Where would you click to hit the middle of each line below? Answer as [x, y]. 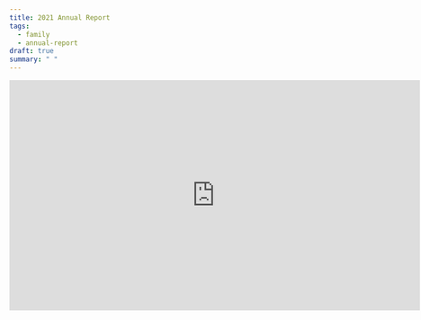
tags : [19, 26]
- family [34, 34]
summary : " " [34, 59]
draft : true [31, 51]
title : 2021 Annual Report [60, 18]
